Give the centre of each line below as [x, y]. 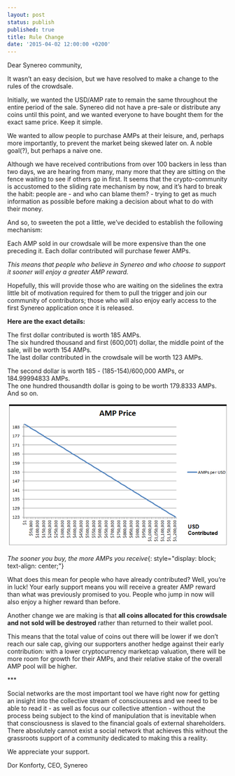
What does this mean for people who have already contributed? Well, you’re [116, 580]
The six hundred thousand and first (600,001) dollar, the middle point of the [115, 343]
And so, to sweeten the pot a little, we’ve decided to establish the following [115, 223]
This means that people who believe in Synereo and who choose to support [116, 265]
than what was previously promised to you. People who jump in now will [111, 594]
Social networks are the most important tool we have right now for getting [114, 693]
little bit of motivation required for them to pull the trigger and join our [107, 293]
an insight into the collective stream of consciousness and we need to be [113, 701]
